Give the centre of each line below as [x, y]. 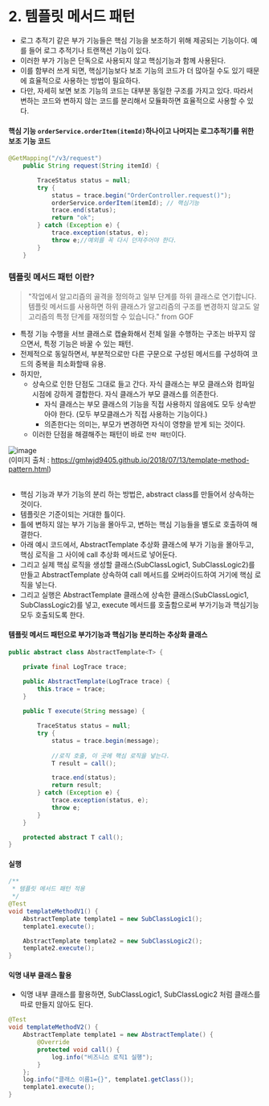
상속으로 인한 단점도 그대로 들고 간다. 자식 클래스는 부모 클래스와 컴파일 [143, 384]
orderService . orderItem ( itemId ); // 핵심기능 [125, 203]
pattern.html [29, 468]
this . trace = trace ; [71, 689]
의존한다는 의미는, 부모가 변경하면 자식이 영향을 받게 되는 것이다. [145, 424]
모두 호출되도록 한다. [52, 615]
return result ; [77, 786]
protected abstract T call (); [73, 837]
